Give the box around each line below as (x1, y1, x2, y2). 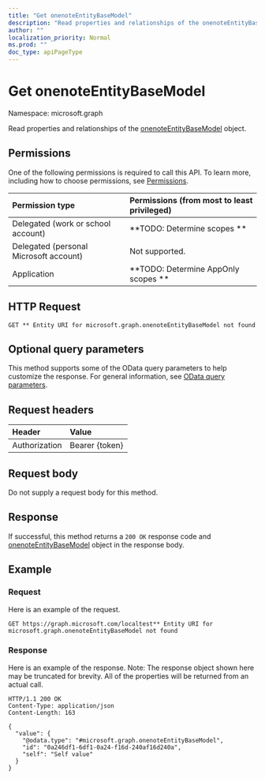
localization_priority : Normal (8, 33, 111, 42)
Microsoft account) (12, 250, 84, 262)
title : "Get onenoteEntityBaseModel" (8, 11, 132, 20)
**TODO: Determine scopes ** (129, 223, 247, 234)
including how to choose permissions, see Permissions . (8, 175, 189, 186)
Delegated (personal (12, 240, 88, 251)
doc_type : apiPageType (8, 48, 83, 56)
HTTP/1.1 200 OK (8, 694, 62, 703)
